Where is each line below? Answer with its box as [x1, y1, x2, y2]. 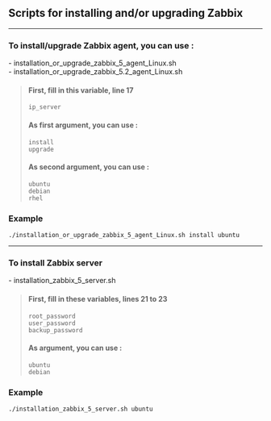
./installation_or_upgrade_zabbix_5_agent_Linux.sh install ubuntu [8, 231, 240, 240]
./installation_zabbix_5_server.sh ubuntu [8, 405, 153, 414]
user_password [27, 319, 76, 327]
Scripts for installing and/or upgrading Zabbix [8, 6, 244, 20]
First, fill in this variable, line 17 [27, 85, 134, 95]
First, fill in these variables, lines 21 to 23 [27, 294, 168, 303]
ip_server [27, 103, 62, 111]
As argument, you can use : [27, 343, 123, 353]
